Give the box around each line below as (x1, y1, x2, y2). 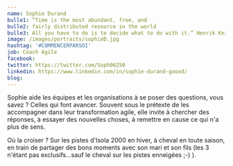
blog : (7, 74, 23, 82)
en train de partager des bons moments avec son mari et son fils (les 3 (7, 143, 209, 152)
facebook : (7, 55, 36, 62)
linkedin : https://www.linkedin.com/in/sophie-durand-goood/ (7, 68, 188, 75)
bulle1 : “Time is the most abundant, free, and (7, 17, 148, 24)
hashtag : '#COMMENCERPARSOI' (7, 42, 92, 49)
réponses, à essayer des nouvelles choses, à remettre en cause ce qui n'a (7, 116, 219, 124)
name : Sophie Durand (7, 10, 67, 17)
